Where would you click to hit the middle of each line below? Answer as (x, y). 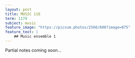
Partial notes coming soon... (33, 50)
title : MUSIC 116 (23, 14)
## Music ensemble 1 (35, 37)
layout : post (18, 9)
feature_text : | (22, 32)
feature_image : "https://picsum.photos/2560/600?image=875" (68, 28)
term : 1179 (16, 18)
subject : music (21, 23)
